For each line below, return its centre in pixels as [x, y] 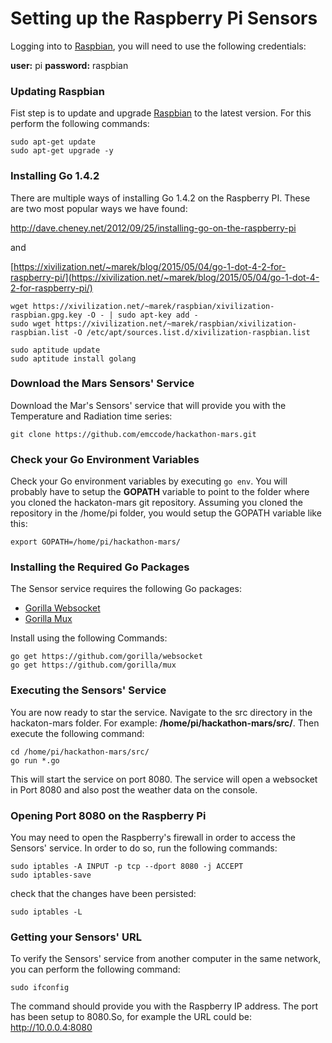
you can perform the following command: [95, 969]
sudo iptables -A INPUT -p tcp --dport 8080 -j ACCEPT [127, 867]
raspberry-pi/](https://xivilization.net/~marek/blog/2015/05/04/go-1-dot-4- [165, 277]
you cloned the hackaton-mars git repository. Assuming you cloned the [156, 503]
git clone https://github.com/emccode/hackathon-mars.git [133, 434]
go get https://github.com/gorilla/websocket [106, 657]
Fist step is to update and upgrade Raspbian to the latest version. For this [161, 113]
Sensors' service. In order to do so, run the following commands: [144, 848]
